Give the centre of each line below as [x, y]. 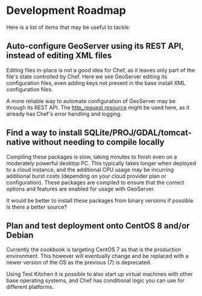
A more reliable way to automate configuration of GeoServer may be [91, 101]
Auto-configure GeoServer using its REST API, [95, 46]
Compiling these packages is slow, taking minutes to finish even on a [92, 157]
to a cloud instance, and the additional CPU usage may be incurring [90, 169]
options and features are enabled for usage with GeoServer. [80, 189]
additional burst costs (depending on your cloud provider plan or [87, 176]
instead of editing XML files [59, 56]
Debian [20, 235]
